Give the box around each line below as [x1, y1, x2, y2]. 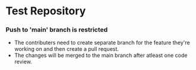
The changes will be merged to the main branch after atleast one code [14, 52, 188, 59]
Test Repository [5, 4, 86, 18]
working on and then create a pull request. [14, 45, 119, 53]
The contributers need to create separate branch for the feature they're [14, 39, 191, 46]
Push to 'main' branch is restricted [5, 26, 108, 34]
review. [14, 58, 32, 65]
